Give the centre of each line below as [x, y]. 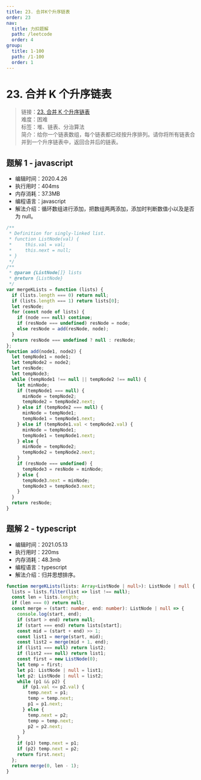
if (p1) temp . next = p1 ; [48, 743]
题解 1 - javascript [40, 163]
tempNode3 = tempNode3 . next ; [59, 486]
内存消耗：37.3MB [37, 194]
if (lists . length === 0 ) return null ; [60, 295]
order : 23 [19, 18]
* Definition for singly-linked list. [57, 234]
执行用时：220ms [37, 552]
